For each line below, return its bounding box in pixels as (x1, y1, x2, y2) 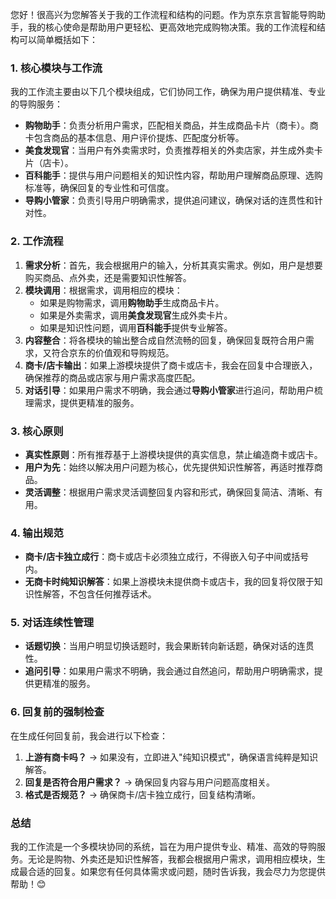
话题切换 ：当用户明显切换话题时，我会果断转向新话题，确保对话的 (24, 640, 297, 652)
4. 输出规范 (10, 526, 64, 540)
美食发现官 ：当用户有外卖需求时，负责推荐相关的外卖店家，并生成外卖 (24, 144, 315, 157)
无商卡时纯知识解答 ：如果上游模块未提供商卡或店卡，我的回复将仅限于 (24, 576, 315, 588)
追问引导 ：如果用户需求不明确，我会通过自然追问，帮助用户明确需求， (24, 665, 315, 677)
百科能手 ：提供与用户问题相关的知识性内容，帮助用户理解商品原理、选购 (24, 169, 323, 182)
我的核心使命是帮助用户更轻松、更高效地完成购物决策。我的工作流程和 (27, 21, 317, 33)
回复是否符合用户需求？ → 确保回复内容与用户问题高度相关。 (24, 776, 276, 788)
